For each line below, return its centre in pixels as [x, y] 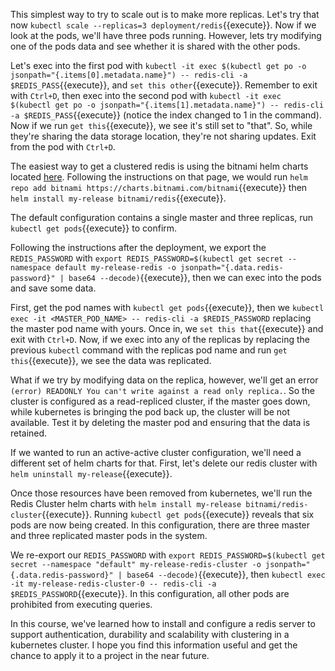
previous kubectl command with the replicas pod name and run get [149, 350]
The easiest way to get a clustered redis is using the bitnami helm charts [159, 166]
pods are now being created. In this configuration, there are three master [160, 525]
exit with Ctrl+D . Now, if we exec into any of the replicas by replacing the [160, 339]
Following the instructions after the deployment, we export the [138, 247]
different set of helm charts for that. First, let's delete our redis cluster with [164, 463]
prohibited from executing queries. [81, 604]
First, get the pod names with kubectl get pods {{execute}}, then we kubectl [167, 307]
